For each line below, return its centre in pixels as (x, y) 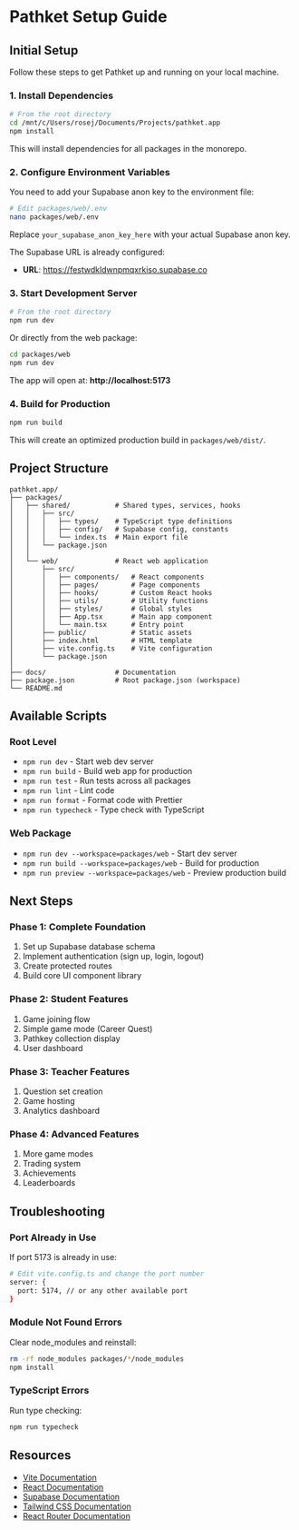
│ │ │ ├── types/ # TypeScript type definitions (121, 521)
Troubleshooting (58, 1212)
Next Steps (41, 901)
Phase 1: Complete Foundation (78, 927)
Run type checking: (46, 1410)
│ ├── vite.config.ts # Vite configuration (111, 648)
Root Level (33, 742)
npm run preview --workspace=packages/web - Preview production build (154, 872)
